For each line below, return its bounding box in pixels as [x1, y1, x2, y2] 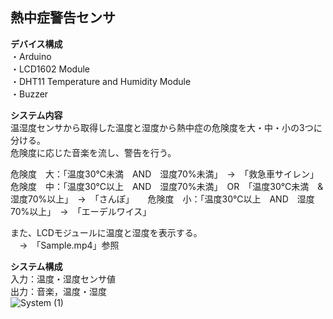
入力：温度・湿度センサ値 [10, 273, 116, 285]
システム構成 [10, 260, 63, 272]
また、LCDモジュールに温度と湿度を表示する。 [10, 226, 203, 238]
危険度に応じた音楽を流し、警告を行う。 [10, 146, 177, 158]
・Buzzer [10, 88, 49, 100]
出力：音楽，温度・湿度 [10, 285, 107, 297]
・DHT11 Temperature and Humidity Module [10, 75, 192, 87]
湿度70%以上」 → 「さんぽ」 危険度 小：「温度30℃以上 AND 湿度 [10, 193, 315, 205]
